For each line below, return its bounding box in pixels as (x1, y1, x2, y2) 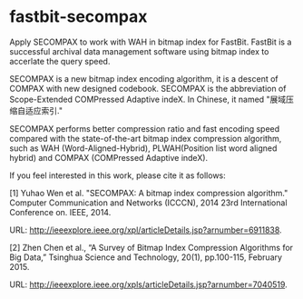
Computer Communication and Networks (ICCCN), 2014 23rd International (9, 197, 288, 208)
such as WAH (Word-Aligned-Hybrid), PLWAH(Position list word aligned (9, 143, 278, 154)
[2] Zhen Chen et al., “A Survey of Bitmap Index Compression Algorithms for (9, 242, 293, 253)
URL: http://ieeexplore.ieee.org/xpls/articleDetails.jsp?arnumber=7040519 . (9, 279, 288, 290)
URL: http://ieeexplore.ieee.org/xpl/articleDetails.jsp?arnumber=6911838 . (9, 224, 283, 235)
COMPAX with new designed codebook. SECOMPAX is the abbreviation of (9, 83, 287, 94)
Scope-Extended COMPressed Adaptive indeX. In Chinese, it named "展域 (9, 94, 287, 105)
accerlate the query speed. (9, 55, 111, 66)
